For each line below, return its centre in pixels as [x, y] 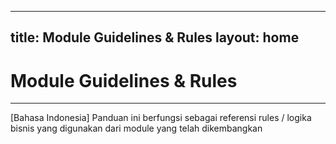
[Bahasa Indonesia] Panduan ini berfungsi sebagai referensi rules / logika [161, 118]
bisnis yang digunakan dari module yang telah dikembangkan [136, 128]
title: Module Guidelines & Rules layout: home [155, 37]
